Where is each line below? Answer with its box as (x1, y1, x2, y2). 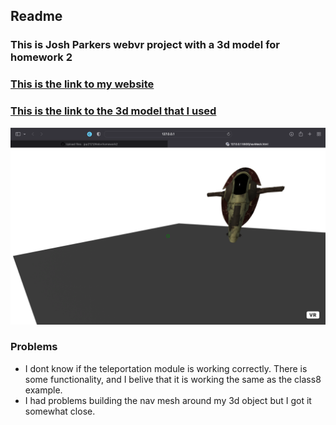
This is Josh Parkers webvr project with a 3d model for (10, 38, 281, 52)
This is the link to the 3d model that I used (10, 104, 217, 118)
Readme (10, 8, 63, 25)
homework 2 (10, 50, 73, 64)
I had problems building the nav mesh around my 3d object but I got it (24, 394, 312, 406)
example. (24, 384, 63, 396)
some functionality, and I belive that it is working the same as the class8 (24, 373, 322, 385)
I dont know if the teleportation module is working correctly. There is (24, 362, 308, 374)
